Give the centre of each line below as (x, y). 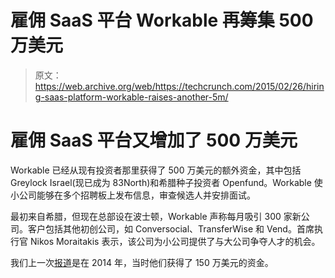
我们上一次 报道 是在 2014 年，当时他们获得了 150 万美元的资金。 (142, 262)
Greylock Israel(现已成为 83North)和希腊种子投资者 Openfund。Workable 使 (166, 182)
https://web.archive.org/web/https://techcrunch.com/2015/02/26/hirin (179, 86)
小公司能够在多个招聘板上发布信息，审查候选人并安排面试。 (133, 195)
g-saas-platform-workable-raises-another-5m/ (131, 97)
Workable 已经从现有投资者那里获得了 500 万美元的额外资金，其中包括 (156, 170)
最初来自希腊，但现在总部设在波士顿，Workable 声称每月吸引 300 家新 (156, 216)
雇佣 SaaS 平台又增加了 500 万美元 (154, 140)
